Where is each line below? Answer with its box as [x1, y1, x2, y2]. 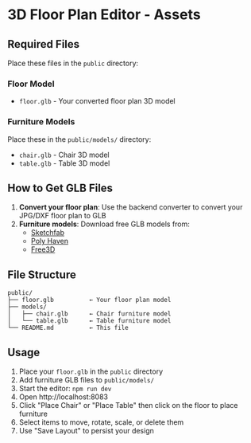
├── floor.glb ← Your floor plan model [7, 296, 172, 304]
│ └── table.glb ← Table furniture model [7, 317, 172, 325]
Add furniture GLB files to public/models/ [18, 375, 155, 385]
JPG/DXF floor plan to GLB [18, 211, 106, 221]
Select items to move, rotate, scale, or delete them [18, 418, 184, 427]
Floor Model [7, 78, 55, 89]
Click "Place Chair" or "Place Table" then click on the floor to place [18, 401, 238, 410]
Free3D [30, 245, 56, 254]
